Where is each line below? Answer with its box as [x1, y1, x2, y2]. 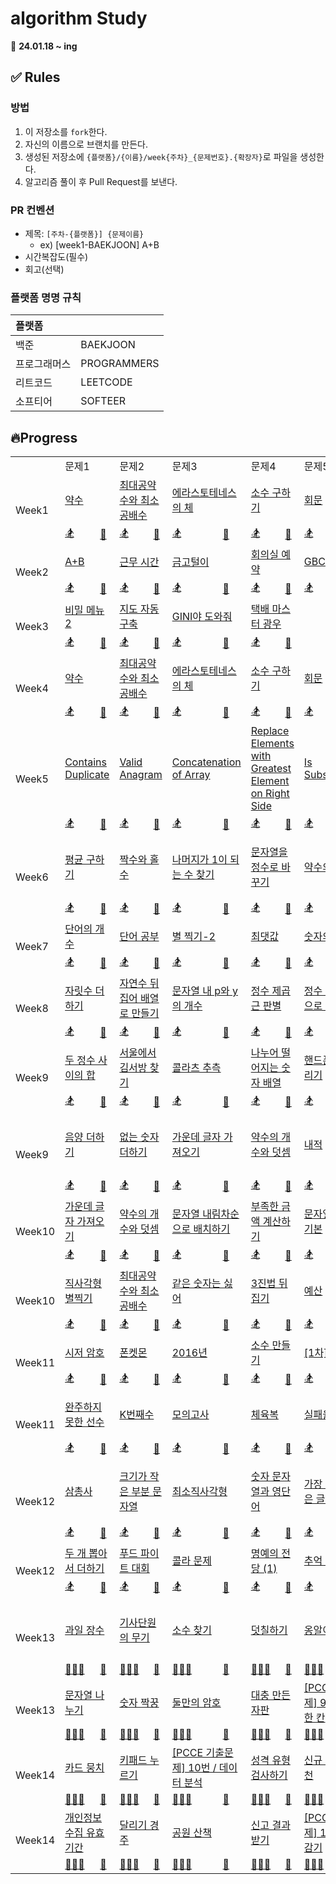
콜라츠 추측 [171, 1061, 222, 1075]
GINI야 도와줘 [171, 610, 233, 624]
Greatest [250, 762, 292, 776]
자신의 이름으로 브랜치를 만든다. [24, 138, 148, 150]
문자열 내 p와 [171, 984, 230, 998]
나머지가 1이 [171, 853, 228, 867]
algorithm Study [10, 7, 148, 30]
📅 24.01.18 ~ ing [10, 40, 78, 52]
